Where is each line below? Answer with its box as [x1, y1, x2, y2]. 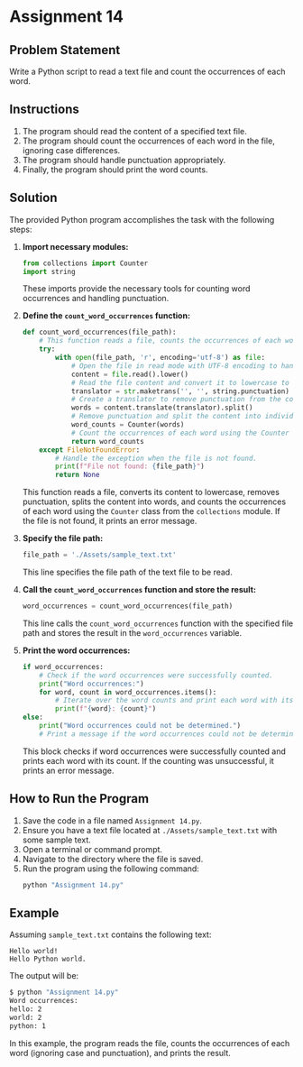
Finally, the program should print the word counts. [22, 164, 208, 175]
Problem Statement [9, 42, 121, 58]
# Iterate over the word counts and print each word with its [55, 696, 294, 705]
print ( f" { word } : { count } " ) [55, 704, 157, 713]
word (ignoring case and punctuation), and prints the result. [9, 1047, 232, 1058]
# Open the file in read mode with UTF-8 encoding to [70, 361, 278, 371]
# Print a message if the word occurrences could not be [39, 729, 258, 739]
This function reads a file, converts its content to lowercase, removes [22, 487, 280, 498]
